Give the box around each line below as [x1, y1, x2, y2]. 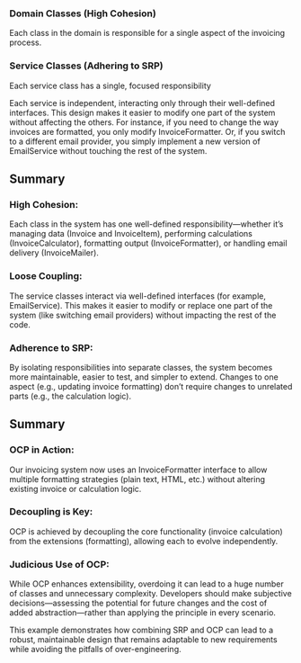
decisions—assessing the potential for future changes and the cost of [9, 597, 268, 609]
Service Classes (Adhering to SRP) [9, 59, 164, 72]
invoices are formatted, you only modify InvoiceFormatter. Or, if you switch [9, 126, 286, 137]
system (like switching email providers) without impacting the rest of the [9, 309, 277, 320]
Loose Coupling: [9, 270, 83, 282]
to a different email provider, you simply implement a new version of [9, 136, 261, 147]
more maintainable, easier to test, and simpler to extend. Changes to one [9, 372, 279, 382]
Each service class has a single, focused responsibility [9, 80, 211, 91]
